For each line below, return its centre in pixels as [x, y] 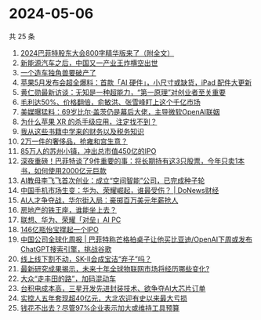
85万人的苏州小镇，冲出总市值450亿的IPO [88, 151]
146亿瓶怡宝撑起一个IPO [59, 229]
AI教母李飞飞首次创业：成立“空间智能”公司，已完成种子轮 [112, 180]
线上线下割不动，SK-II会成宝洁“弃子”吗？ [86, 259]
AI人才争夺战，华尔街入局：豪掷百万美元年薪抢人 [99, 200]
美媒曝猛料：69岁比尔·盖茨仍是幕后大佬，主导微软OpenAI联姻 [120, 111]
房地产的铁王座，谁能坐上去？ [68, 209]
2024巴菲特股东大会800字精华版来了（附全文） [97, 53]
